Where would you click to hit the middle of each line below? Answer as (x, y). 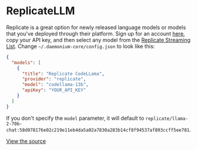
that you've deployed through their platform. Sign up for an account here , (96, 33)
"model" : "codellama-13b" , (55, 85)
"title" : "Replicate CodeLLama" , (63, 74)
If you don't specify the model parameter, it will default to (75, 118)
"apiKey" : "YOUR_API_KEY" (54, 90)
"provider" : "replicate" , (54, 79)
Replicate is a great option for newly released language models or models (96, 27)
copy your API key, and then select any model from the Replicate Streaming (99, 40)
